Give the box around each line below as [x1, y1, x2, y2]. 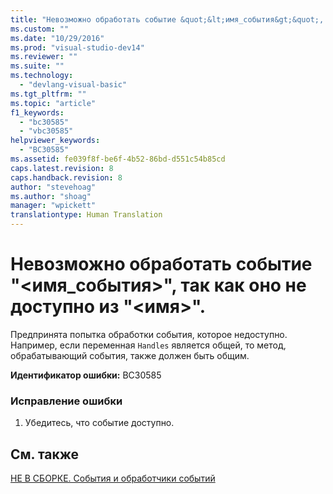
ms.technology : [10, 71, 74, 81]
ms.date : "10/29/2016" [10, 33, 105, 43]
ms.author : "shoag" [10, 191, 92, 201]
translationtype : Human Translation [10, 210, 163, 220]
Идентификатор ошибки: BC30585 [10, 369, 162, 381]
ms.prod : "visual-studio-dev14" [10, 42, 145, 53]
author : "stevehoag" [10, 182, 97, 192]
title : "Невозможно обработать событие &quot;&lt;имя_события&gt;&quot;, [10, 14, 325, 25]
